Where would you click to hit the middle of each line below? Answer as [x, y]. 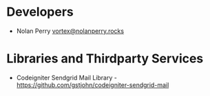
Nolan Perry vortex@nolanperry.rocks [70, 31]
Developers [40, 12]
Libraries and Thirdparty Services [105, 59]
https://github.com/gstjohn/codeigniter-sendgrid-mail [93, 85]
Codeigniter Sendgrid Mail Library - [67, 77]
